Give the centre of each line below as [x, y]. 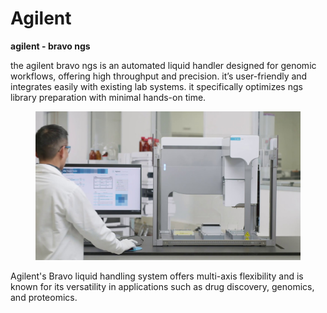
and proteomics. [44, 298]
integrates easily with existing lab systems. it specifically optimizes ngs [156, 86]
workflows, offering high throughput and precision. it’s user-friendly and [159, 76]
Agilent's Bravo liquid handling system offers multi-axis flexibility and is [157, 276]
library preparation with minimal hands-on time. [108, 97]
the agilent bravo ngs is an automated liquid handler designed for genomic [163, 65]
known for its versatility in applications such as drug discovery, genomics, [162, 287]
